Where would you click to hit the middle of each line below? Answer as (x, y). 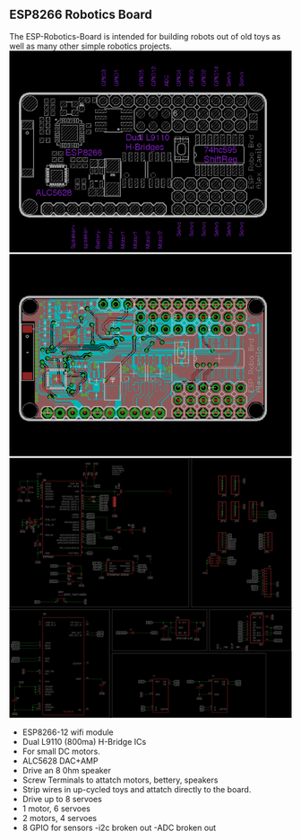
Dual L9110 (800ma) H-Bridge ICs (84, 741)
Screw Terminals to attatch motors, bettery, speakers (120, 780)
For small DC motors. (61, 751)
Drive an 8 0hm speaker (67, 770)
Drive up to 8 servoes (62, 799)
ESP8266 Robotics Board (81, 15)
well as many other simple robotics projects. (91, 46)
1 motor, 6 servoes (56, 809)
